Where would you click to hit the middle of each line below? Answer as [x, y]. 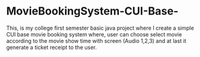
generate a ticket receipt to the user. [52, 47]
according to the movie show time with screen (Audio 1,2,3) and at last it [96, 41]
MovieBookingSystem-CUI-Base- [92, 11]
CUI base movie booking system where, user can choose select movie [94, 34]
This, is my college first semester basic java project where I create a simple [100, 28]
